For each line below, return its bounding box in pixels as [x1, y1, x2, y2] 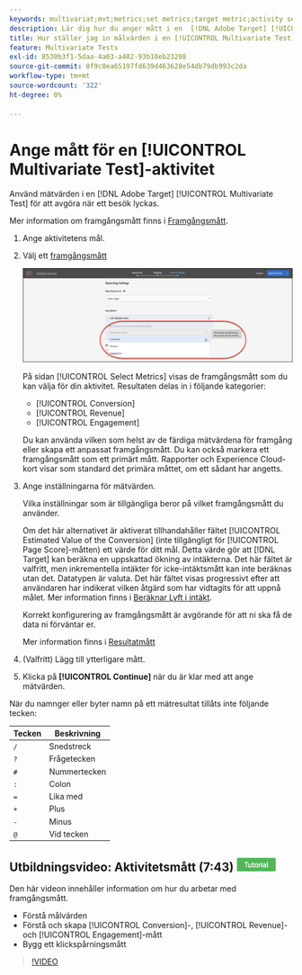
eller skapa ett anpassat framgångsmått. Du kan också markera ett [22, 444, 270, 455]
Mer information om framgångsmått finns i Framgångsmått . [9, 216, 229, 227]
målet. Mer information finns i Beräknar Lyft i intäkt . [22, 592, 213, 603]
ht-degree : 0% [9, 90, 63, 99]
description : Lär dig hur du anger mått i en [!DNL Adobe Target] [9, 23, 268, 33]
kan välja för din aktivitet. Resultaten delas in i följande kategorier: [22, 380, 267, 391]
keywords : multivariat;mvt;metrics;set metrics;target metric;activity [9, 14, 283, 23]
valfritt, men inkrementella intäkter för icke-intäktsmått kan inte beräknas [22, 563, 292, 575]
